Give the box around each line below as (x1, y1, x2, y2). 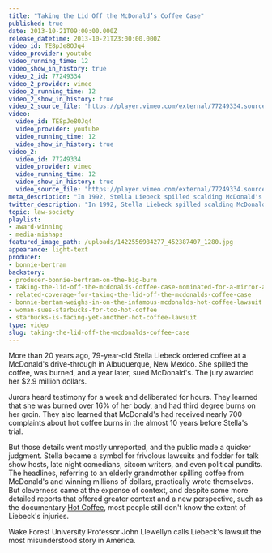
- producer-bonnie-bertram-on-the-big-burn (8, 276, 158, 284)
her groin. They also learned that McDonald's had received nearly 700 (8, 409, 243, 419)
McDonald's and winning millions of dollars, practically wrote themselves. (8, 477, 253, 487)
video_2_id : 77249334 (8, 72, 82, 80)
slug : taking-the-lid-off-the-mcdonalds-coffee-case (8, 328, 190, 337)
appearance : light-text (8, 246, 89, 254)
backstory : (8, 268, 45, 276)
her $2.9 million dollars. (8, 376, 87, 386)
